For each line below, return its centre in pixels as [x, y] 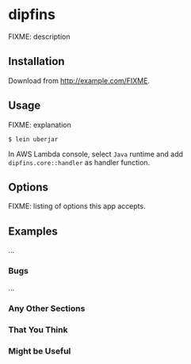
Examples [33, 231]
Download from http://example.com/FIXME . [79, 80]
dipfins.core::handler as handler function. [79, 162]
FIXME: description [39, 36]
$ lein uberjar [33, 139]
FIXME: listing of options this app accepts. [77, 206]
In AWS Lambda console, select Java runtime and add [96, 154]
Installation [36, 61]
